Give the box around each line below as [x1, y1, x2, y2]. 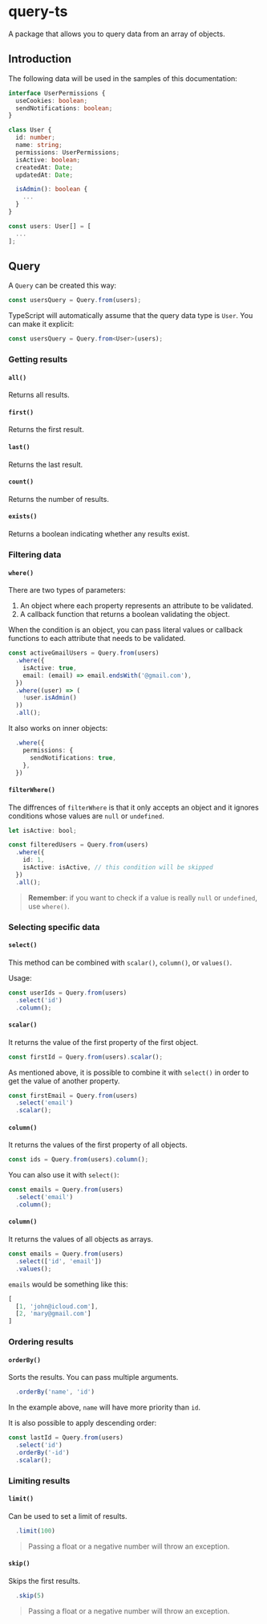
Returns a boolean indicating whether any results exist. [8, 529, 190, 538]
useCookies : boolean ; [15, 96, 88, 104]
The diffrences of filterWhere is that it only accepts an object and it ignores [8, 802, 259, 812]
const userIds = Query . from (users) [8, 989, 127, 997]
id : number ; [15, 133, 56, 142]
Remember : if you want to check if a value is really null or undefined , [27, 892, 258, 902]
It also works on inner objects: [8, 724, 108, 732]
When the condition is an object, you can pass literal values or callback [8, 625, 243, 635]
